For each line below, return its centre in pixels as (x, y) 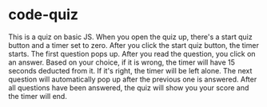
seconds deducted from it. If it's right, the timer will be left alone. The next (130, 70)
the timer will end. (38, 96)
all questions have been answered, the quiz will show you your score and (129, 87)
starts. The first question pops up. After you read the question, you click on (132, 53)
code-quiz (43, 15)
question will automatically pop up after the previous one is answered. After (133, 79)
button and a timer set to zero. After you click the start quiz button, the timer (134, 45)
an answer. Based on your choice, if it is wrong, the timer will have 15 (122, 62)
